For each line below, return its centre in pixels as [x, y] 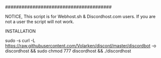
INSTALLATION [20, 31]
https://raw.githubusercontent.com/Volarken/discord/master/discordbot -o [81, 46]
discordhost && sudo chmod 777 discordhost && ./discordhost [68, 51]
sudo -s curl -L [20, 40]
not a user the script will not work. [40, 22]
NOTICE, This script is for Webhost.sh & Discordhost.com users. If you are [80, 16]
